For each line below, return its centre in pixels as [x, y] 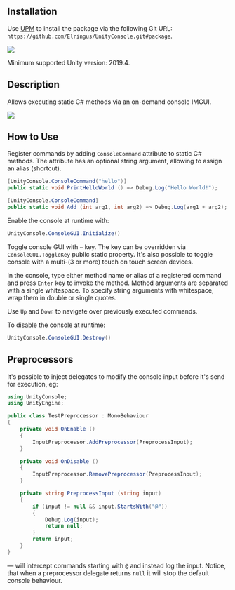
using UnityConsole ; [38, 397]
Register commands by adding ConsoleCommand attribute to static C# [105, 154]
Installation [32, 12]
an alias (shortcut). [34, 168]
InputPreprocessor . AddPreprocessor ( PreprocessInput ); [113, 442]
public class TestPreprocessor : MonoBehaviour [78, 416]
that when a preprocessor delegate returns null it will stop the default [108, 573]
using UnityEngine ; [36, 403]
